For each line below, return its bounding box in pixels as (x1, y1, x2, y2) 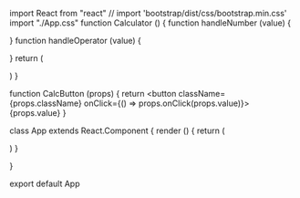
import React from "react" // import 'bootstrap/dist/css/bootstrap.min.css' (9, 8, 287, 18)
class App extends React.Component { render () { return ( (9, 125, 225, 136)
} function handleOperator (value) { (9, 36, 141, 46)
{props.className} (9, 98, 82, 109)
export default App (9, 178, 80, 189)
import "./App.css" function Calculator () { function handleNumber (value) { (9, 17, 292, 28)
